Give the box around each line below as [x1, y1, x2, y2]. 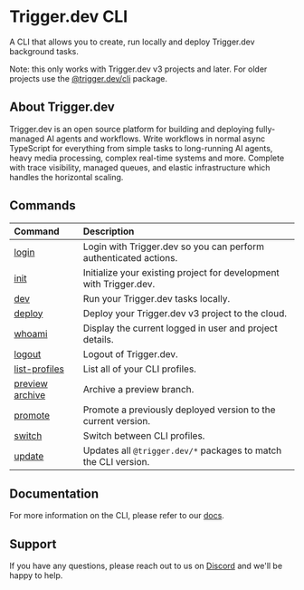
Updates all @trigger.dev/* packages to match [82, 444, 282, 457]
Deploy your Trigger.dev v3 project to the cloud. [82, 306, 288, 319]
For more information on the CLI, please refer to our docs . [9, 510, 224, 521]
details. [82, 333, 115, 345]
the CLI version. [82, 455, 150, 468]
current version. [82, 414, 151, 427]
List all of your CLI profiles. [82, 363, 197, 375]
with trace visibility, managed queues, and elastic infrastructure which [9, 161, 271, 173]
